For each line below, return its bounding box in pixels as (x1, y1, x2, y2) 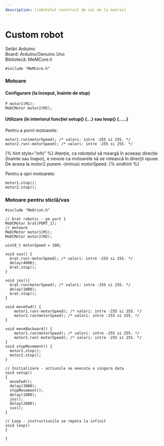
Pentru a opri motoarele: (5, 170, 55, 176)
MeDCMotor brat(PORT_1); (5, 221, 57, 226)
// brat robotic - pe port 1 (5, 216, 66, 221)
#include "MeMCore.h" (5, 66, 50, 71)
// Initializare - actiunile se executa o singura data (5, 366, 124, 371)
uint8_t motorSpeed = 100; (5, 243, 61, 248)
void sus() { (5, 252, 32, 257)
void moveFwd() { (5, 304, 41, 309)
